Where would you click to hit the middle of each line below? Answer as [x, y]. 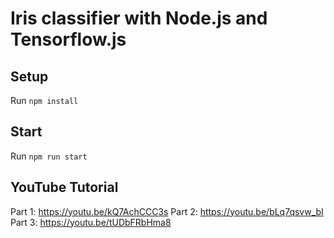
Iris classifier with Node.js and [139, 18]
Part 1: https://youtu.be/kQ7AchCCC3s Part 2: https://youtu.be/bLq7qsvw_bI [167, 211]
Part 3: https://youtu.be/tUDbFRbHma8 [91, 222]
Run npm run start [49, 156]
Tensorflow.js [68, 39]
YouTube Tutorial [64, 187]
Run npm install [44, 100]
